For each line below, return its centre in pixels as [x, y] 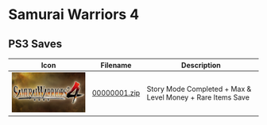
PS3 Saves [35, 44]
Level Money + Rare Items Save [198, 97]
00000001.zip [116, 93]
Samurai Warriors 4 [74, 15]
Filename [116, 65]
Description [201, 65]
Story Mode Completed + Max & [199, 89]
